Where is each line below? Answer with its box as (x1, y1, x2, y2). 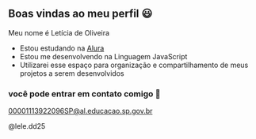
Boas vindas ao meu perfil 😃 (8, 7, 153, 21)
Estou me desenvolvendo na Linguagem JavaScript (19, 51, 188, 61)
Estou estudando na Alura (19, 43, 105, 53)
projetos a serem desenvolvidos (19, 68, 124, 78)
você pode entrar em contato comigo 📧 (8, 88, 161, 99)
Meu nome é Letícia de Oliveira (8, 28, 109, 37)
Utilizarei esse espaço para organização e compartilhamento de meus (19, 60, 249, 69)
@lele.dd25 (8, 122, 46, 131)
